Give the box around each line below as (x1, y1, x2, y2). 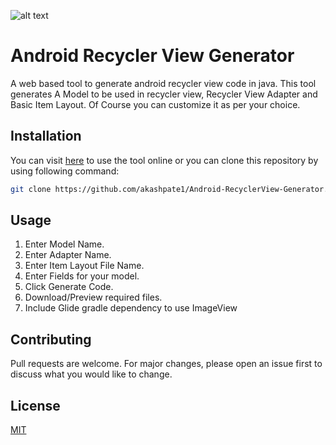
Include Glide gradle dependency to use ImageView (24, 302, 238, 314)
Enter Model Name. (24, 238, 105, 250)
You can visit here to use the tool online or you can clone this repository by (10, 154, 319, 166)
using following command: (10, 165, 120, 177)
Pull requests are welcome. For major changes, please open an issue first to (10, 358, 323, 370)
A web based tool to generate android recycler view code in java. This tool (10, 77, 317, 89)
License (10, 397, 61, 414)
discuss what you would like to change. (10, 368, 173, 380)
